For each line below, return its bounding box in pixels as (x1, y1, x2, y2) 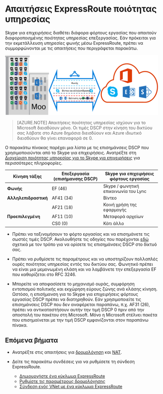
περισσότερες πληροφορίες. (5, 160, 63, 166)
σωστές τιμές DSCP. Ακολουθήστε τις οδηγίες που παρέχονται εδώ (12, 237, 149, 242)
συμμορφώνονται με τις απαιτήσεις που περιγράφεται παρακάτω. (5, 45, 138, 51)
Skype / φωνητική (103, 183, 139, 189)
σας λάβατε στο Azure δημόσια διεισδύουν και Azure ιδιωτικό (16, 130, 142, 136)
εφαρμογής (103, 207, 127, 213)
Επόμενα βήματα (5, 336, 58, 344)
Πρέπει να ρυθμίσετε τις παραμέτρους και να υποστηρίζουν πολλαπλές (12, 256, 158, 262)
